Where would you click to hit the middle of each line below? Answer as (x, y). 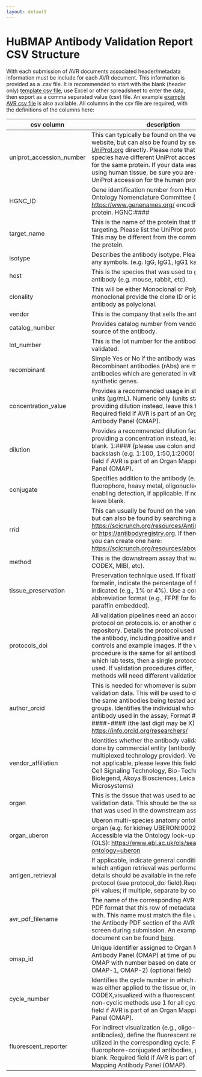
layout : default (26, 12)
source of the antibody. (124, 331)
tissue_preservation (37, 590)
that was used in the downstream (138, 810)
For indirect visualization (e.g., (134, 1027)
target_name (27, 233)
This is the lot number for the (132, 341)
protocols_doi (29, 645)
